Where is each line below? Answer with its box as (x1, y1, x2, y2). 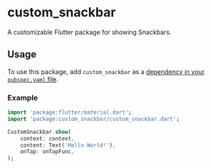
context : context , (20, 135, 75, 142)
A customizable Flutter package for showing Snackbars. (7, 28, 172, 36)
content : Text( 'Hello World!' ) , (20, 142, 116, 149)
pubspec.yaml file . (7, 75, 59, 83)
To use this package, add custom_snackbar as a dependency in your (7, 67, 205, 75)
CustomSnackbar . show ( (7, 128, 72, 135)
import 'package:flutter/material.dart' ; (7, 109, 132, 116)
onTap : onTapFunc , (20, 148, 75, 155)
